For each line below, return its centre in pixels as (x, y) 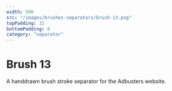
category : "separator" (35, 35)
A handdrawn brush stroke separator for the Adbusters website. (86, 81)
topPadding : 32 (26, 23)
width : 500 (20, 12)
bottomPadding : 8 (28, 29)
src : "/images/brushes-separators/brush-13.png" (69, 18)
